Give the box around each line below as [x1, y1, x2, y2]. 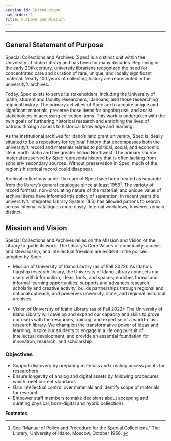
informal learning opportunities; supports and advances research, [12, 280, 151, 286]
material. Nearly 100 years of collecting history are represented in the [5, 76, 151, 82]
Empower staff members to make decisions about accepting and [12, 395, 149, 401]
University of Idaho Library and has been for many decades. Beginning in [5, 60, 159, 66]
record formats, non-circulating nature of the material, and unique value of [5, 187, 161, 194]
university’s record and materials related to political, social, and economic [5, 144, 159, 150]
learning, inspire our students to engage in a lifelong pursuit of [12, 327, 144, 334]
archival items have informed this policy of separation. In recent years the [5, 192, 159, 199]
